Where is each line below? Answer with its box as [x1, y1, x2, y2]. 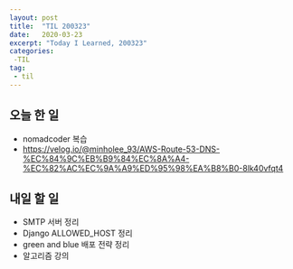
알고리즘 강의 [22, 250, 70, 262]
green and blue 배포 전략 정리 [22, 239, 130, 250]
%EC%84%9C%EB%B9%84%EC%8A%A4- [22, 153, 190, 163]
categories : [9, 47, 54, 56]
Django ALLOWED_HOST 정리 [22, 227, 133, 239]
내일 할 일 [9, 190, 60, 206]
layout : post [9, 13, 59, 23]
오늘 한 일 [9, 107, 60, 123]
